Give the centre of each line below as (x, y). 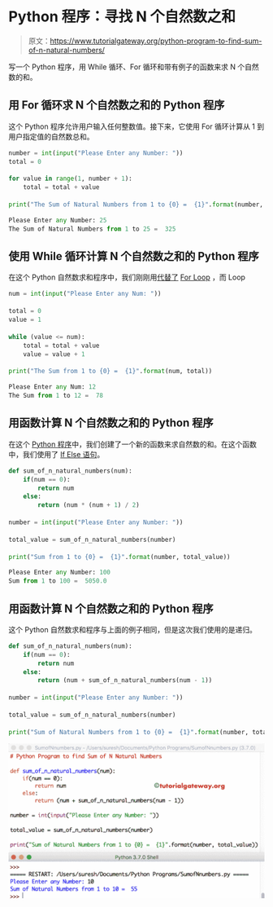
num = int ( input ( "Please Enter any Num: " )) (85, 294)
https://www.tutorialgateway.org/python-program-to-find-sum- (156, 41)
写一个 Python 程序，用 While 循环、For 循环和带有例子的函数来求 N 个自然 (134, 67)
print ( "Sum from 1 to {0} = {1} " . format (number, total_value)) (119, 557)
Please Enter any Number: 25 (58, 220)
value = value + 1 (54, 354)
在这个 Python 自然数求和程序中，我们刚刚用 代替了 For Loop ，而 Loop (127, 277)
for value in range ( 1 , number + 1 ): (70, 179)
